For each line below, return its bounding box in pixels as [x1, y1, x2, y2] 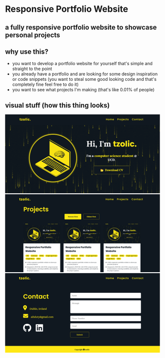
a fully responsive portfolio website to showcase [5, 23, 157, 32]
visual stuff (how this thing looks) [5, 101, 110, 109]
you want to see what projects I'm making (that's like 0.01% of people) [12, 87, 155, 93]
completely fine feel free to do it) [12, 81, 79, 87]
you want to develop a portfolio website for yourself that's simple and [12, 61, 153, 67]
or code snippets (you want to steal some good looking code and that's [12, 76, 157, 82]
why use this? [5, 47, 49, 56]
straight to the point [12, 66, 53, 72]
